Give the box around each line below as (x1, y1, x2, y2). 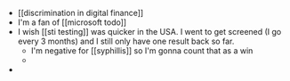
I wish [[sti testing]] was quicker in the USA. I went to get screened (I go (17, 27, 282, 36)
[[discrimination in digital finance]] (17, 8, 144, 18)
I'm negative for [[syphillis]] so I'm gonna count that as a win (30, 45, 254, 56)
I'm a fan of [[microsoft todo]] (17, 17, 127, 28)
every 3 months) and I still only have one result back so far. (17, 36, 235, 46)
